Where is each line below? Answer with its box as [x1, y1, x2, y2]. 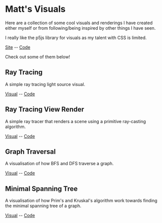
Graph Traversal [5, 147, 56, 156]
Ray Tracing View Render [5, 105, 84, 114]
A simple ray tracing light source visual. [5, 81, 85, 87]
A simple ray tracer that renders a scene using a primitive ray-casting [5, 118, 146, 124]
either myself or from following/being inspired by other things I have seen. [5, 25, 156, 31]
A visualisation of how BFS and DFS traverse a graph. [5, 161, 114, 167]
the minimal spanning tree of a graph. [5, 203, 81, 209]
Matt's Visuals [5, 3, 66, 15]
